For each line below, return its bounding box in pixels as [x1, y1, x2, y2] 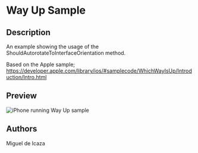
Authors [6, 124, 37, 134]
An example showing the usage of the [6, 43, 99, 50]
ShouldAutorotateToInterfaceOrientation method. [6, 49, 126, 57]
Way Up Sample [6, 4, 86, 17]
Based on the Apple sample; [6, 61, 76, 68]
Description [6, 27, 51, 38]
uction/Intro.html [6, 74, 47, 80]
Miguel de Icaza [6, 139, 46, 146]
